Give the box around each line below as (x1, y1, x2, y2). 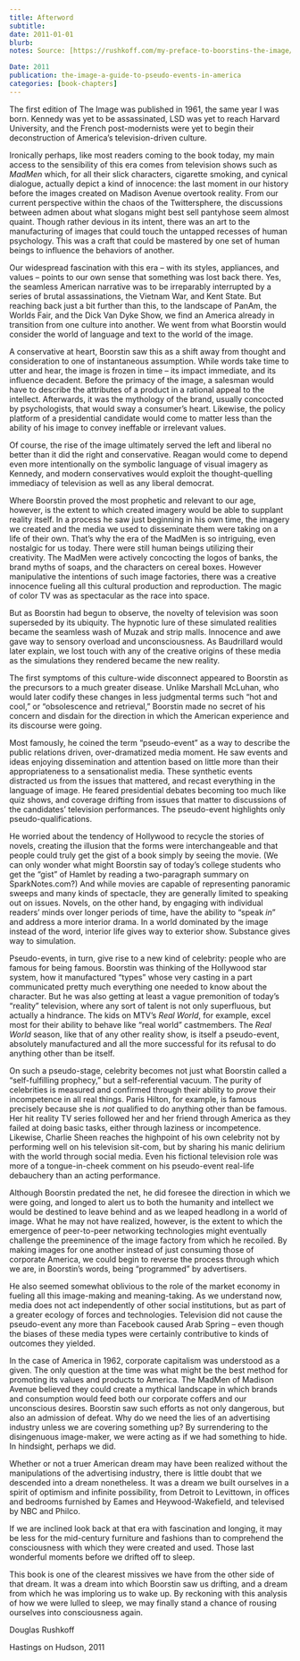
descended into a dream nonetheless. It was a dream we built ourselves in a (9, 1477, 289, 1487)
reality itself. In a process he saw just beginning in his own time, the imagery (9, 514, 290, 525)
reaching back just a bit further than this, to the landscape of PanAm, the (9, 300, 277, 311)
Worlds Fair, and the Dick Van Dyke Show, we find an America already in (9, 310, 275, 321)
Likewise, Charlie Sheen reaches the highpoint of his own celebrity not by (9, 1132, 280, 1143)
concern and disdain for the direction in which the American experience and (9, 710, 289, 721)
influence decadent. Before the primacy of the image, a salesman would (9, 374, 274, 385)
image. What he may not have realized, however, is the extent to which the (9, 1215, 283, 1227)
